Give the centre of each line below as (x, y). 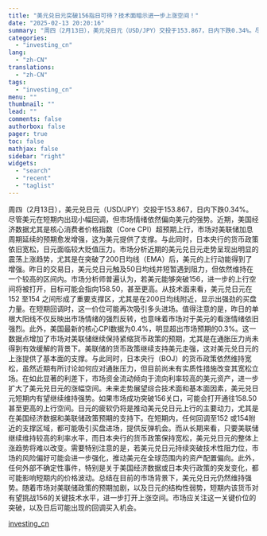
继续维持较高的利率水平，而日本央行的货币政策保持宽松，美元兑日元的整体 (130, 437)
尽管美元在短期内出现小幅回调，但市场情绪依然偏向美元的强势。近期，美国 (130, 219)
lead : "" (23, 112)
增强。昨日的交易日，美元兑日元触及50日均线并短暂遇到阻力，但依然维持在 (131, 269)
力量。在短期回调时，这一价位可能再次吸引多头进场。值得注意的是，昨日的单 (133, 309)
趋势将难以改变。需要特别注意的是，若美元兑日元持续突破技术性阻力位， (133, 448)
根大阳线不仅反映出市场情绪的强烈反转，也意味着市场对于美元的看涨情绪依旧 (133, 318)
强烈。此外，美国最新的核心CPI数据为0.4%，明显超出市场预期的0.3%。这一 (132, 328)
